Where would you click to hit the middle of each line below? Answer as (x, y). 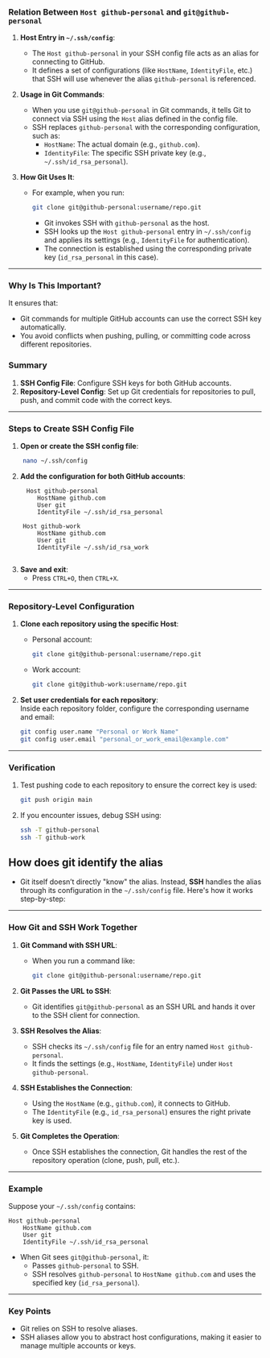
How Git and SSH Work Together (73, 928)
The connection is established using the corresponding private (147, 249)
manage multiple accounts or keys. (78, 1346)
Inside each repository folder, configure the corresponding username (134, 708)
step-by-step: (43, 899)
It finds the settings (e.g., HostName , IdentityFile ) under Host (133, 1063)
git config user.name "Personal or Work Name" (99, 732)
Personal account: (62, 640)
